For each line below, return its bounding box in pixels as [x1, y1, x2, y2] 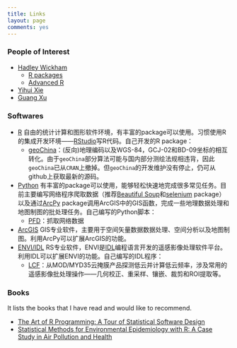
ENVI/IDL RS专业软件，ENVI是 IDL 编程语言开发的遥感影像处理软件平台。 [17, 242, 227, 252]
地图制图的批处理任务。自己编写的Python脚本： [17, 207, 157, 216]
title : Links [7, 10, 46, 18]
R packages [28, 70, 63, 79]
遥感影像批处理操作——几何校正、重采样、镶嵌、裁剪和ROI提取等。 [28, 269, 225, 278]
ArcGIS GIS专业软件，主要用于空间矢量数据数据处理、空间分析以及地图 [17, 225, 224, 234]
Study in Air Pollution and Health [17, 332, 112, 341]
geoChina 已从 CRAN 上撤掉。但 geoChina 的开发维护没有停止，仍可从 [28, 163, 216, 172]
